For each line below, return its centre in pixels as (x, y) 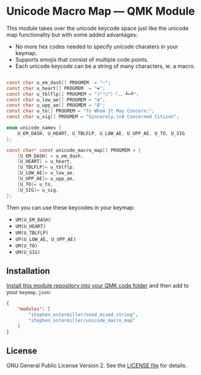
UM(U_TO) (26, 246)
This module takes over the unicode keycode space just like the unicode (97, 28)
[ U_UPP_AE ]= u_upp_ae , (46, 179)
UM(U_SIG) (28, 252)
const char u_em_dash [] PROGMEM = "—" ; (59, 83)
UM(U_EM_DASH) (33, 220)
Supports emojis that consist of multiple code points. (82, 59)
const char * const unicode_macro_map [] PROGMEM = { (74, 150)
